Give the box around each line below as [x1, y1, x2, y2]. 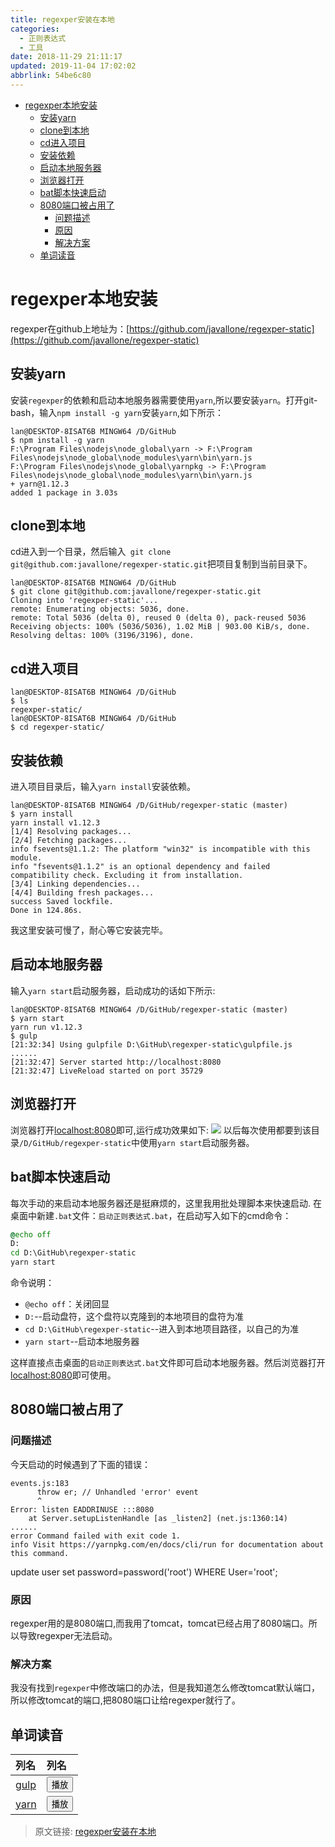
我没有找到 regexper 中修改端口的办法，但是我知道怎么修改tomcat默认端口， [10, 1682, 320, 1694]
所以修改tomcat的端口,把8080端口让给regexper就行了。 [10, 1694, 241, 1706]
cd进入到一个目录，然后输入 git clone [10, 546, 172, 558]
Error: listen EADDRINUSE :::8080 [10, 1504, 155, 1515]
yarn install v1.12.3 [10, 818, 101, 828]
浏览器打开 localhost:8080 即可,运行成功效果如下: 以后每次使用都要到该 [10, 1124, 312, 1136]
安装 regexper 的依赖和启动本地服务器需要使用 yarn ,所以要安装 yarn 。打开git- [10, 394, 318, 406]
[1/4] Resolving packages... [10, 827, 132, 837]
